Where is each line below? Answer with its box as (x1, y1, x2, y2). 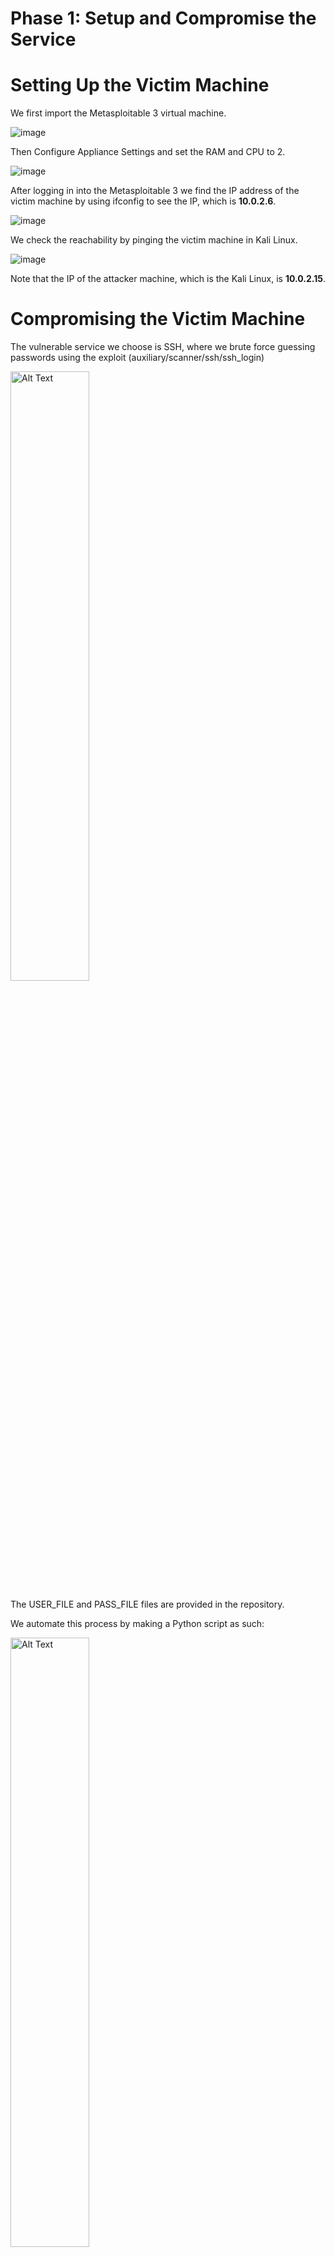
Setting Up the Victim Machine (10, 74, 270, 97)
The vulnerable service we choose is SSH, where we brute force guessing (10, 341, 316, 353)
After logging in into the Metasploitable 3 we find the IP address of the (10, 185, 300, 197)
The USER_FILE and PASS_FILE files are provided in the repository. (10, 1598, 285, 1611)
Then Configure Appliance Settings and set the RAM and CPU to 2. (10, 146, 286, 158)
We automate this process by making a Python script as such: (10, 1618, 265, 1630)
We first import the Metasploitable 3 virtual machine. (10, 107, 227, 119)
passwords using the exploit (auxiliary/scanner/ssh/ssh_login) (10, 352, 265, 364)
